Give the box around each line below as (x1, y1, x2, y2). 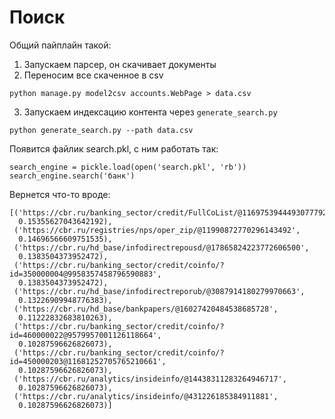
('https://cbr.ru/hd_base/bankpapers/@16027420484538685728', (13, 304, 279, 314)
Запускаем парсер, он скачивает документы (23, 58, 217, 70)
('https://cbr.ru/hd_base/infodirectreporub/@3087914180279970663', (13, 286, 306, 296)
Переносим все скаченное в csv (23, 69, 164, 81)
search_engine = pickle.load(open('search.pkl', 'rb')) (9, 162, 247, 172)
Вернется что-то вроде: (9, 188, 111, 200)
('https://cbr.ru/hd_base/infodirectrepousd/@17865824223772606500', (13, 242, 310, 253)
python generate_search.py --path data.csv (9, 125, 194, 135)
